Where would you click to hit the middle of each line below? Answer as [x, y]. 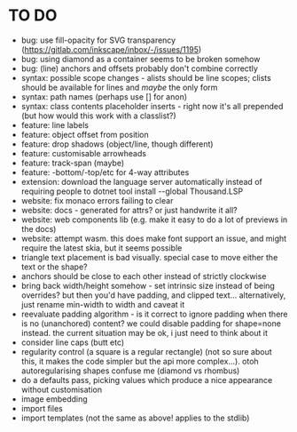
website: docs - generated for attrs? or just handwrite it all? [129, 210]
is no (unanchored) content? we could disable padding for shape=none [151, 323]
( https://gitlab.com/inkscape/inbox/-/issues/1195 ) [111, 49]
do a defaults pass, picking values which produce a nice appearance [147, 380]
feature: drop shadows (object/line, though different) [117, 144]
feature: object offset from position [85, 134]
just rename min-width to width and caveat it [103, 304]
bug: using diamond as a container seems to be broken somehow [141, 59]
